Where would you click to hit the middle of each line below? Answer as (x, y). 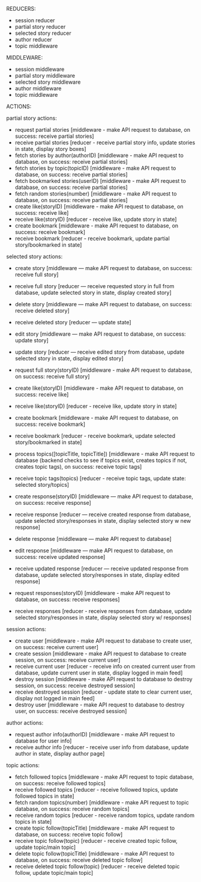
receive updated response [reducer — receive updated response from (102, 569)
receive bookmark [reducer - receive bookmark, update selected (95, 436)
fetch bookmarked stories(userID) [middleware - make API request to (100, 181)
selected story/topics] (42, 485)
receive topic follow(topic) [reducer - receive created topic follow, (96, 841)
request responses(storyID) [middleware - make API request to (93, 593)
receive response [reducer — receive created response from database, (103, 514)
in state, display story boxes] (50, 149)
